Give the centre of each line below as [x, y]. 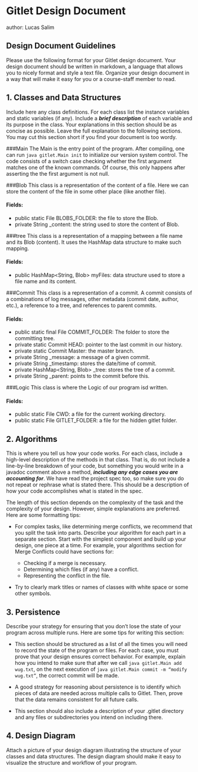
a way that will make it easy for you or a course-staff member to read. [91, 79]
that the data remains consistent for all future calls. [77, 700]
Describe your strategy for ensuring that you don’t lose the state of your [94, 626]
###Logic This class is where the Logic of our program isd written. [87, 387]
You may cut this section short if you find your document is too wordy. [92, 137]
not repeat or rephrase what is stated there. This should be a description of [98, 485]
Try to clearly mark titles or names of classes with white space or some [101, 587]
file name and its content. [46, 281]
